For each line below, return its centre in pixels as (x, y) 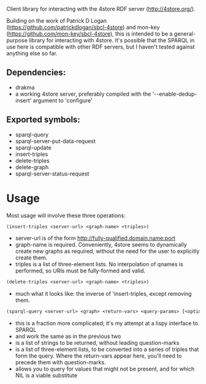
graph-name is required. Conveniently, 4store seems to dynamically (101, 245)
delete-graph (32, 167)
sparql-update (33, 147)
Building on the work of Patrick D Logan (57, 21)
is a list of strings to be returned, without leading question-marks (97, 343)
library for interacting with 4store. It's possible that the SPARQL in (112, 40)
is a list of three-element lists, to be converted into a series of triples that (107, 350)
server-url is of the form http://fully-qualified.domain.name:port (95, 238)
